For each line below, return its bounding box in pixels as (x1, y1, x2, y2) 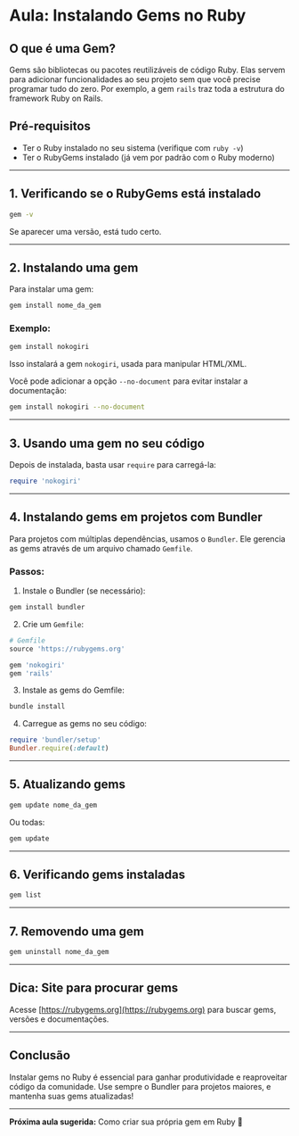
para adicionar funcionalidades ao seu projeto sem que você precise (9, 74, 261, 85)
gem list (9, 891, 42, 900)
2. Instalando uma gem (9, 260, 139, 275)
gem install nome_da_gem (9, 301, 101, 311)
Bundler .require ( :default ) (9, 744, 109, 753)
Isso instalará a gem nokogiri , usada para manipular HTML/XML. (9, 359, 247, 369)
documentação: (9, 386, 67, 396)
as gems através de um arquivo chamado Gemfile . (9, 543, 193, 553)
